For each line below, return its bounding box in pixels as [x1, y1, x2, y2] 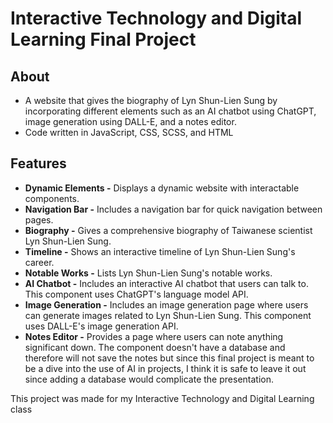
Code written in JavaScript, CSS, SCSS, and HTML [24, 127, 234, 138]
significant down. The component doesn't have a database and [24, 341, 286, 353]
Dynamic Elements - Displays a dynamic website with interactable [24, 182, 300, 194]
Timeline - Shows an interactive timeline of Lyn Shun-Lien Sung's [24, 245, 296, 257]
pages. [24, 213, 54, 226]
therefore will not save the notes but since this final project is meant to [24, 352, 315, 364]
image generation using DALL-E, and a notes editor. [24, 116, 237, 127]
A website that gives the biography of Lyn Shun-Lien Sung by [24, 95, 278, 106]
